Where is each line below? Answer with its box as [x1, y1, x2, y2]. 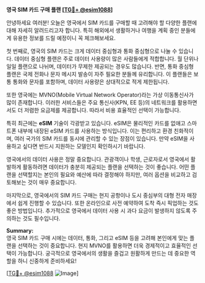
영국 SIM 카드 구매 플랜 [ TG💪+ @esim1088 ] [6, 6, 113, 13]
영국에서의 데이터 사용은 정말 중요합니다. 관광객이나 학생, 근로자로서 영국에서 [6, 156, 190, 163]
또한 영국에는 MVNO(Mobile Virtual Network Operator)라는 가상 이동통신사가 [6, 91, 194, 98]
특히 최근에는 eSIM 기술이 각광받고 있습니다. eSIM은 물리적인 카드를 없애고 [6, 120, 186, 126]
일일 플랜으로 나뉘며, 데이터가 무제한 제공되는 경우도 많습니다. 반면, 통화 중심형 [6, 63, 194, 70]
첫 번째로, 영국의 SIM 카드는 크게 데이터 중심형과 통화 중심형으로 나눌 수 [6, 47, 177, 55]
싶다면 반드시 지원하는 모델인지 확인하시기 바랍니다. [22, 142, 146, 150]
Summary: [6, 227, 34, 234]
